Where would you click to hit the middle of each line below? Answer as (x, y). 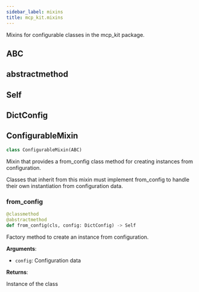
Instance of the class (32, 284)
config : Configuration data (48, 260)
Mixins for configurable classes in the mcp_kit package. (75, 34)
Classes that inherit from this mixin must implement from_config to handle (98, 180)
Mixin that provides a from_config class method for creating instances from (100, 161)
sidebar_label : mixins (35, 12)
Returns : (17, 272)
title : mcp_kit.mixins (35, 18)
